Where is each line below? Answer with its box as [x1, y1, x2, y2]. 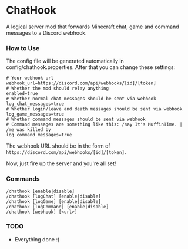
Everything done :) [14, 235, 60, 243]
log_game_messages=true [6, 112, 65, 117]
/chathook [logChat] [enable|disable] [6, 193, 101, 199]
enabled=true [6, 91, 38, 97]
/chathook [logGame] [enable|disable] [6, 198, 101, 204]
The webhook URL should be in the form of [6, 142, 110, 149]
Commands [6, 175, 40, 183]
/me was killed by [6, 127, 51, 133]
